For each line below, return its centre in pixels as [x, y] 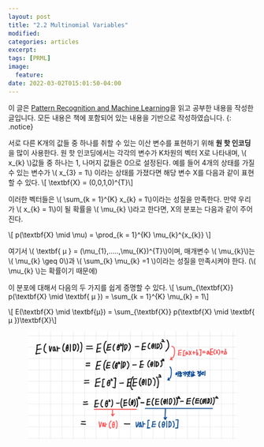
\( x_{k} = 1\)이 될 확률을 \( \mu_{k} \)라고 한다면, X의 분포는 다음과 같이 [127, 208]
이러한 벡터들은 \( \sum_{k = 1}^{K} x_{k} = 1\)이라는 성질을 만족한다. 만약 [122, 199]
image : [19, 67]
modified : [24, 33]
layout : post [30, 17]
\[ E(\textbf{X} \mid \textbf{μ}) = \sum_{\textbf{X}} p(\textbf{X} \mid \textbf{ [132, 311]
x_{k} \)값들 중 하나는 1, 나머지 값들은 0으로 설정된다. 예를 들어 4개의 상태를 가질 [132, 163]
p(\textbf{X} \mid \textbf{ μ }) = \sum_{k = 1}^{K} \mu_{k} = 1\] [108, 296]
